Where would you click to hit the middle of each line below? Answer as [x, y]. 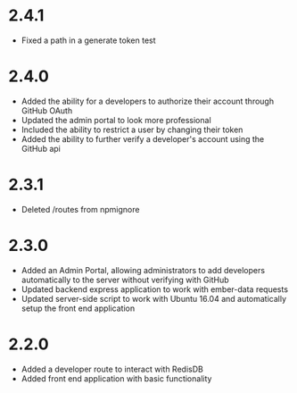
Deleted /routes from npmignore [80, 209]
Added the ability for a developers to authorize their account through [147, 101]
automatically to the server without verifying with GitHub [125, 280]
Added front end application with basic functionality [116, 378]
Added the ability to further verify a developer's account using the [143, 138]
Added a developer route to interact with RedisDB [112, 369]
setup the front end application [78, 308]
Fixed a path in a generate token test [89, 40]
